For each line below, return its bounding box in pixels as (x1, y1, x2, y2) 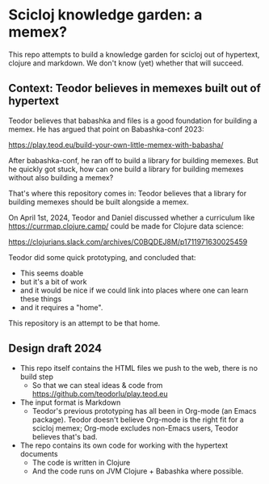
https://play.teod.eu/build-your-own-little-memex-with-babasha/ (8, 140, 224, 149)
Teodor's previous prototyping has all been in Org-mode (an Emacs (32, 406, 257, 415)
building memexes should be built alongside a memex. (8, 196, 189, 207)
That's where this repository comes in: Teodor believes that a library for (8, 188, 247, 198)
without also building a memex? (8, 172, 114, 183)
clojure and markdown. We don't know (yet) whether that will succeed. (8, 58, 244, 68)
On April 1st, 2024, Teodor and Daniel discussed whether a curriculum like (8, 213, 255, 222)
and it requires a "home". (19, 302, 103, 312)
